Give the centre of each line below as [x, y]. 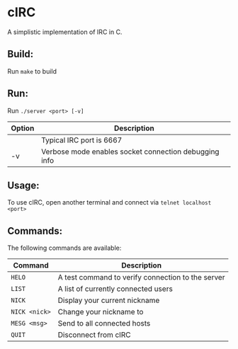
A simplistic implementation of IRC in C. [65, 32]
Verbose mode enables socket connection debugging [130, 151]
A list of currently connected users [115, 289]
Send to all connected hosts [104, 324]
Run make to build [32, 71]
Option [23, 128]
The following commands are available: [64, 248]
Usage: [24, 185]
